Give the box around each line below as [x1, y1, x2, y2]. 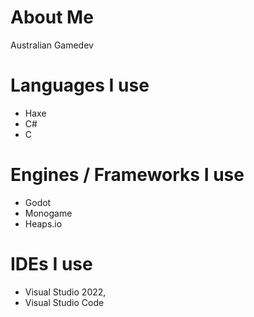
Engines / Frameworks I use [10, 164, 245, 186]
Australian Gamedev [10, 39, 94, 51]
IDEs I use [10, 253, 93, 275]
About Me [10, 6, 94, 29]
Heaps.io [24, 217, 63, 230]
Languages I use [10, 74, 150, 97]
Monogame [24, 207, 73, 219]
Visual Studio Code [24, 296, 105, 308]
